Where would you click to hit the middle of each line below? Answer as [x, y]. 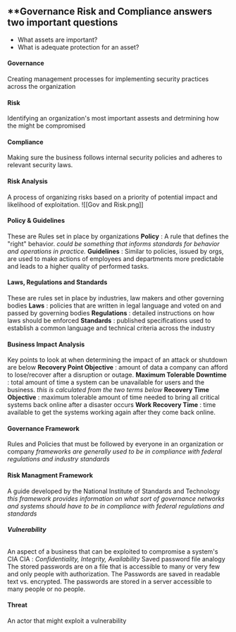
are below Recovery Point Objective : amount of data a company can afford [118, 367]
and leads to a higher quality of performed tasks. [78, 266]
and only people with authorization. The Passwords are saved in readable [114, 573]
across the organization [42, 87]
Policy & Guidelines [36, 221]
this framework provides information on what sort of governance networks [116, 498]
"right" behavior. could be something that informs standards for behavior [113, 243]
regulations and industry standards [59, 459]
